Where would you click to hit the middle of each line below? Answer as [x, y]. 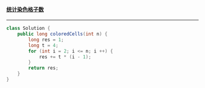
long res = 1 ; [46, 40]
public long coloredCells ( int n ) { [63, 34]
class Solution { [28, 28]
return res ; [44, 68]
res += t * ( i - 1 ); [65, 57]
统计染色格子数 [25, 9]
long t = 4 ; [44, 45]
